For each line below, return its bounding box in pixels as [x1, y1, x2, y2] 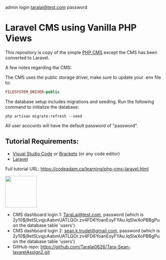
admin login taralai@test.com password [5, 5, 87, 10]
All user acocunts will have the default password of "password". [5, 122, 138, 128]
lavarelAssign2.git [12, 249, 50, 255]
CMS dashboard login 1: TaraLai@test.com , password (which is [12, 212, 144, 218]
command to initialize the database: [5, 103, 79, 110]
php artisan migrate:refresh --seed [5, 114, 82, 119]
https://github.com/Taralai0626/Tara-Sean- [40, 243, 131, 249]
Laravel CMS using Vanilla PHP [5, 22, 137, 33]
